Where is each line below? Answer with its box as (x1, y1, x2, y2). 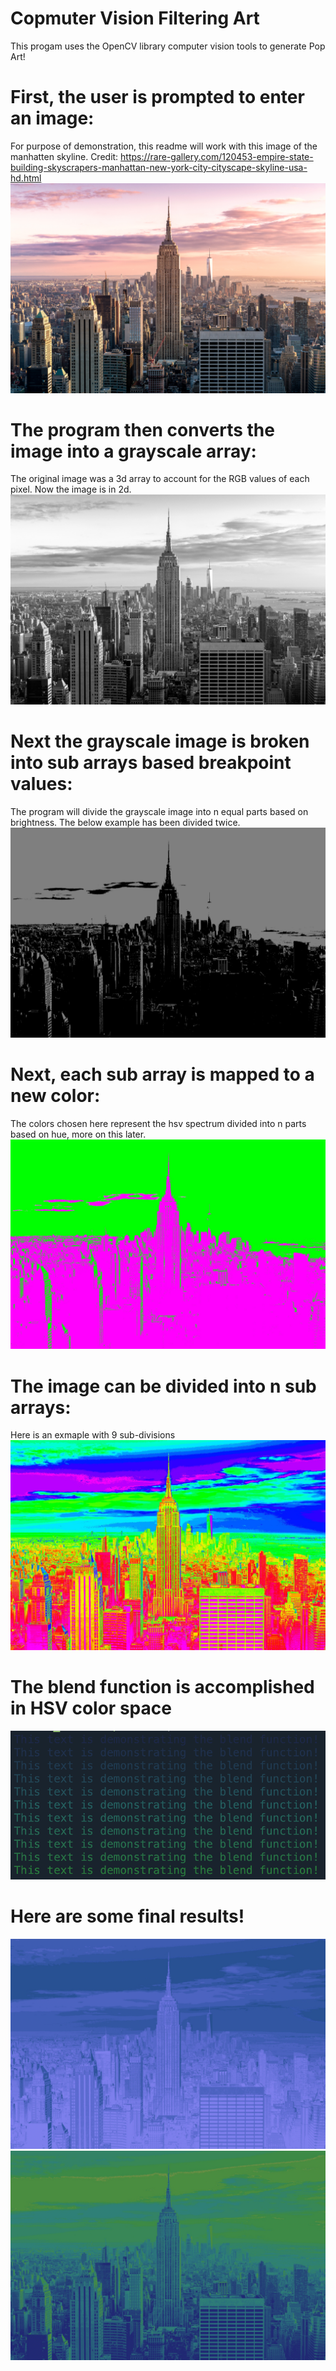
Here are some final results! (10, 1905, 245, 1928)
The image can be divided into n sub (10, 1375, 317, 1397)
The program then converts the (10, 418, 275, 441)
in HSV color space (10, 1697, 172, 1720)
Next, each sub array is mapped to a (10, 1063, 315, 1086)
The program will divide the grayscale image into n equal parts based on (10, 806, 309, 818)
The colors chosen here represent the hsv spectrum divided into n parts (10, 1117, 307, 1129)
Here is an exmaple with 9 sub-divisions (10, 1429, 176, 1441)
